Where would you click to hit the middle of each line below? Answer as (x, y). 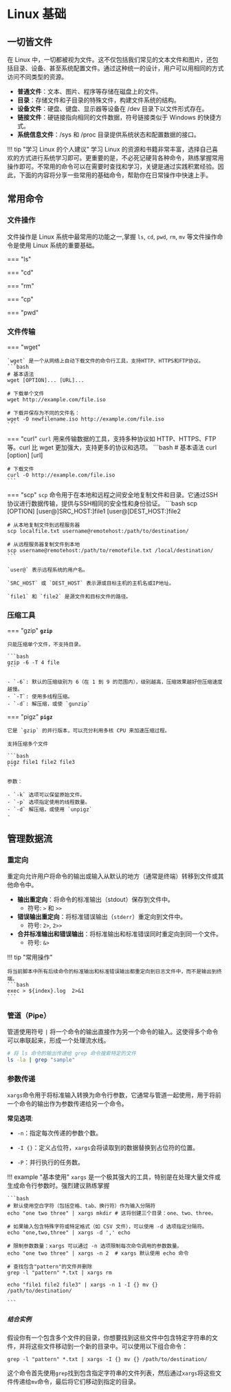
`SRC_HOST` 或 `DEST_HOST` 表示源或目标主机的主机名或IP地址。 (91, 583)
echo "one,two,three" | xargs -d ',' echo (69, 1233)
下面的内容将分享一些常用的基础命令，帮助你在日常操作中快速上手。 (115, 175)
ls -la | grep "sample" (41, 1060)
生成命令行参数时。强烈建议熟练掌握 (58, 1186)
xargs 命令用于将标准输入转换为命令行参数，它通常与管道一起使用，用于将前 (114, 1095)
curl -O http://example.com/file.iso (61, 475)
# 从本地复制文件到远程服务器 (44, 525)
